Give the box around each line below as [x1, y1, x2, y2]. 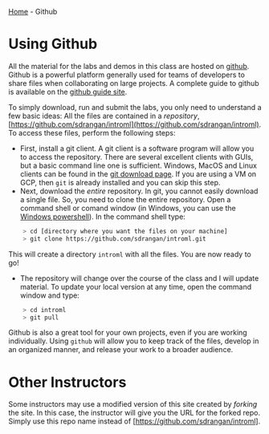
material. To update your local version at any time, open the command [19, 282, 252, 291]
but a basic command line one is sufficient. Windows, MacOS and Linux [19, 160, 257, 170]
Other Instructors [8, 373, 127, 391]
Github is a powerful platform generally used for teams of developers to [8, 70, 245, 79]
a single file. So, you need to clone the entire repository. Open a [19, 194, 231, 204]
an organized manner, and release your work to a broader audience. [8, 345, 234, 355]
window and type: [19, 290, 80, 300]
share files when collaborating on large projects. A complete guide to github [8, 78, 259, 87]
